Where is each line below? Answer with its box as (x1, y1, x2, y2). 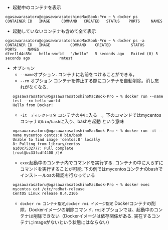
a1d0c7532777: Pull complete (12, 146, 74, 151)
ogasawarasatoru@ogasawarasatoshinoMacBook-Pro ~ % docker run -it (12, 128, 156, 133)
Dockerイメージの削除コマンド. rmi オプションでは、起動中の (29, 207, 154, 212)
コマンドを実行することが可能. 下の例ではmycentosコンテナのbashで (20, 166, 163, 172)
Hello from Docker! (12, 103, 54, 108)
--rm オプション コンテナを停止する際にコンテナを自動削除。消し (20, 78, 155, 84)
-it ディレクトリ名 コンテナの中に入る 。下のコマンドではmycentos (20, 112, 161, 118)
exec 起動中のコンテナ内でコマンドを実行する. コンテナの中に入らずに (20, 160, 163, 165)
